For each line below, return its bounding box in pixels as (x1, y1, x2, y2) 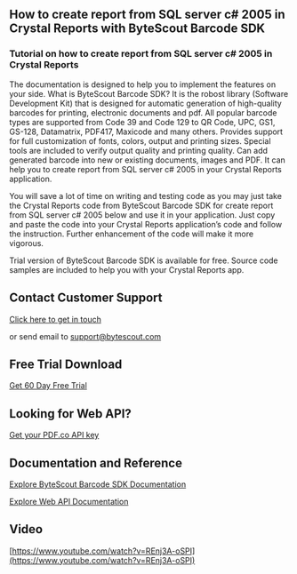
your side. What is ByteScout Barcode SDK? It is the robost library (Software (9, 88, 289, 99)
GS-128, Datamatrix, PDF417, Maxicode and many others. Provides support (9, 126, 283, 137)
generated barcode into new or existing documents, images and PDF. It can (9, 155, 286, 165)
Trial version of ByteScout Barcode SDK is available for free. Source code (9, 255, 278, 266)
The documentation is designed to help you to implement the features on (9, 79, 277, 90)
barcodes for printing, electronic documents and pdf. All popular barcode (9, 107, 277, 118)
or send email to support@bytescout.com (9, 331, 162, 341)
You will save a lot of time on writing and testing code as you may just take (9, 190, 283, 201)
